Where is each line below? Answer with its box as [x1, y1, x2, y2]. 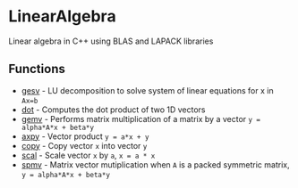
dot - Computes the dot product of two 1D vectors [21, 104, 206, 115]
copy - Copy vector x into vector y [21, 140, 148, 151]
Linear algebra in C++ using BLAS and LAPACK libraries [8, 36, 214, 46]
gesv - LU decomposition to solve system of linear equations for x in [21, 85, 274, 95]
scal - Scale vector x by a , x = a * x [21, 150, 156, 160]
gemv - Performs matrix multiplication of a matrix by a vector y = [21, 113, 261, 124]
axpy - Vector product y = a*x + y [21, 131, 149, 142]
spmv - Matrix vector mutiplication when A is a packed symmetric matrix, [21, 159, 290, 170]
